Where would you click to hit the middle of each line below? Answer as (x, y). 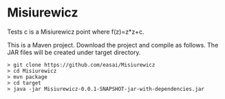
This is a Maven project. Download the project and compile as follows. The (113, 45)
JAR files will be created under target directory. (74, 52)
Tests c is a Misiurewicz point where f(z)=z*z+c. (76, 32)
